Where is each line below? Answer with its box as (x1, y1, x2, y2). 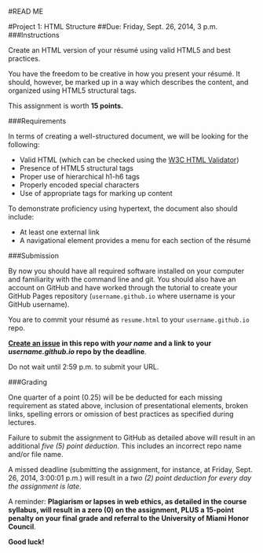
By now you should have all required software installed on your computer (8, 267, 245, 275)
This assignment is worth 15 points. (8, 101, 124, 110)
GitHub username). (8, 300, 70, 309)
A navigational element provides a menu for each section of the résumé (19, 236, 251, 245)
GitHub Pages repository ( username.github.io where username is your (8, 291, 236, 300)
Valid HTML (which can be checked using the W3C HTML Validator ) (19, 155, 239, 164)
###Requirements (8, 116, 67, 125)
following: (8, 140, 40, 149)
